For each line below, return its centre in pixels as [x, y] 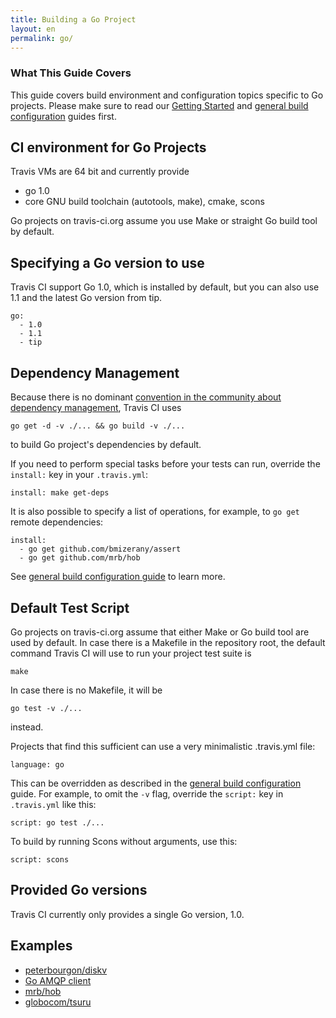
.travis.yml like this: [53, 804]
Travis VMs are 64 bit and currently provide [100, 172]
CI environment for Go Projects [108, 147]
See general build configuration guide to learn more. [118, 577]
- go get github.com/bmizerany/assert [100, 549]
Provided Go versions [79, 890]
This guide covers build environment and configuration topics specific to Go [167, 95]
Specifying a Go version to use [107, 262]
